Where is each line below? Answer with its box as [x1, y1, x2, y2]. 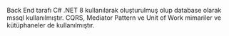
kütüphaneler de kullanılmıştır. [6, 21, 95, 29]
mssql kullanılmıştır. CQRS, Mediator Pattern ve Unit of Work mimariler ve [6, 13, 222, 22]
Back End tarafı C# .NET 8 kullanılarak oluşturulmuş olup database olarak [6, 6, 222, 14]
